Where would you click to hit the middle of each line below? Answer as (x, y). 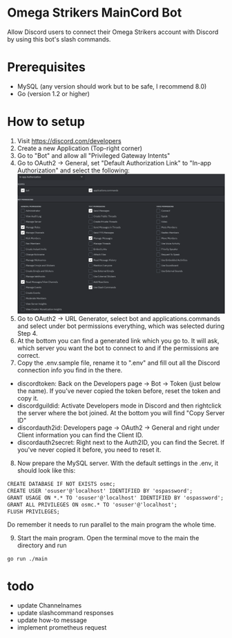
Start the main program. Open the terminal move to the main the (108, 538)
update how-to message (52, 620)
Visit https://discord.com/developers (69, 140)
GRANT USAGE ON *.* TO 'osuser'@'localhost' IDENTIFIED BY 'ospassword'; (116, 498)
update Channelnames (49, 605)
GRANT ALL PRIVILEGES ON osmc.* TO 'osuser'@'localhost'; (92, 504)
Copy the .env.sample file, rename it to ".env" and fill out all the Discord (118, 363)
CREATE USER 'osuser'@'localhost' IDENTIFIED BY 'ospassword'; (100, 491)
